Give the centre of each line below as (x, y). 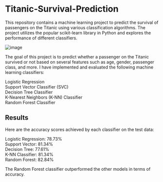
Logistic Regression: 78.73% (34, 139)
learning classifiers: (25, 72)
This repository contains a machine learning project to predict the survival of (82, 22)
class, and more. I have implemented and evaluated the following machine (79, 67)
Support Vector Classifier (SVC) (37, 87)
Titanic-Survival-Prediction (62, 9)
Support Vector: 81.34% (29, 144)
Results (17, 118)
